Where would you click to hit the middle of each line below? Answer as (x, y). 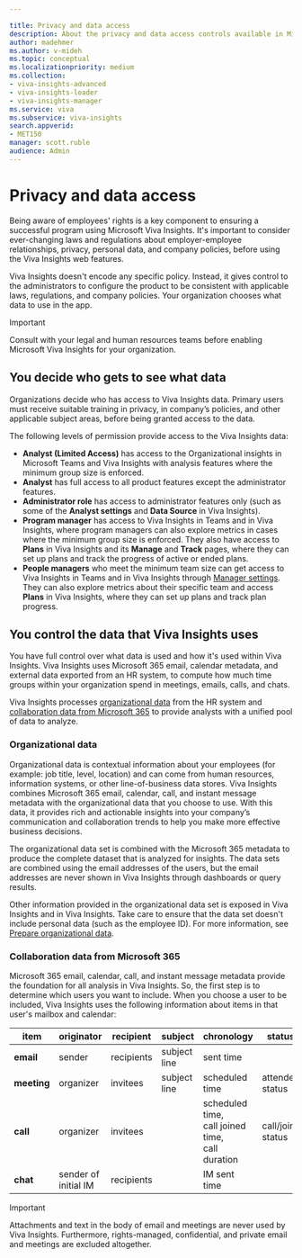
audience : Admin (40, 151)
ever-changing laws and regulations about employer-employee (126, 239)
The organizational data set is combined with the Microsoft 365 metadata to (150, 849)
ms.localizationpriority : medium (72, 67)
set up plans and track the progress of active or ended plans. (135, 558)
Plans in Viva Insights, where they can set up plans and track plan (144, 597)
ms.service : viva (42, 109)
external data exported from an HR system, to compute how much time (141, 675)
